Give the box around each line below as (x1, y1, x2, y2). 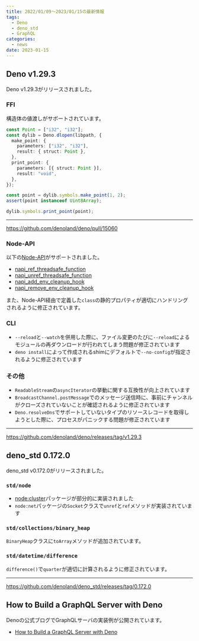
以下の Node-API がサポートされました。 (6, 254, 103, 261)
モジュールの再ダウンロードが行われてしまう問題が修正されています (14, 341, 181, 348)
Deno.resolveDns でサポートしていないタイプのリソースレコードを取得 (14, 409, 185, 415)
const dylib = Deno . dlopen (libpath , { (6, 132, 102, 138)
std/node (6, 482, 31, 489)
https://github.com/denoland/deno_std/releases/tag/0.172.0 (6, 582, 152, 590)
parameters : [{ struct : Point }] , (17, 165, 102, 171)
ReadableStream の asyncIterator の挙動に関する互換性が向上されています (14, 386, 191, 394)
